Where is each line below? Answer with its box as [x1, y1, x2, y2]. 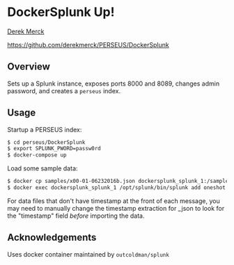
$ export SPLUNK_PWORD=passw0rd [7, 145, 101, 152]
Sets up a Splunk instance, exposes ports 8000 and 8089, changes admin [7, 79, 220, 88]
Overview [7, 61, 51, 73]
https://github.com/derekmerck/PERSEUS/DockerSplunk [7, 40, 169, 49]
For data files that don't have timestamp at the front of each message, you [7, 196, 221, 205]
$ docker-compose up [7, 152, 68, 159]
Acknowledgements [7, 232, 97, 243]
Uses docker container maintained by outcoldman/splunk [7, 250, 169, 258]
